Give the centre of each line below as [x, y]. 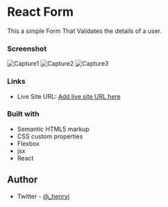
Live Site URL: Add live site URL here [69, 96]
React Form [40, 12]
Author [22, 180]
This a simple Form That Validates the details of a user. [85, 31]
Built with [23, 114]
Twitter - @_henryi [43, 196]
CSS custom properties [50, 136]
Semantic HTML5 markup [53, 129]
